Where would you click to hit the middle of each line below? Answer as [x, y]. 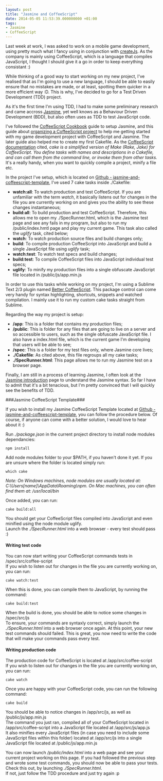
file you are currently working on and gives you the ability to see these [83, 202]
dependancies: [20, 439]
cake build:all [21, 509]
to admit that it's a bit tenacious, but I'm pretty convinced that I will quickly [80, 385]
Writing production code [31, 650]
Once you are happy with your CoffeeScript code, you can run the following [81, 689]
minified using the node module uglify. [44, 523]
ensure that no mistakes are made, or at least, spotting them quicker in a [78, 87]
